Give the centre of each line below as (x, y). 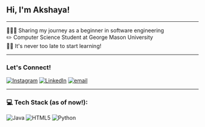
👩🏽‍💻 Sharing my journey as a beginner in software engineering (85, 30)
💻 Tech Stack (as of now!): (47, 103)
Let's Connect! (29, 67)
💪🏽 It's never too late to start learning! (54, 46)
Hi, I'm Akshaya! (38, 10)
